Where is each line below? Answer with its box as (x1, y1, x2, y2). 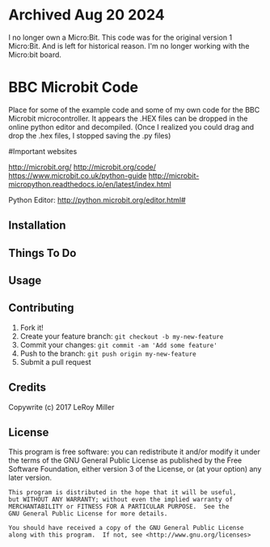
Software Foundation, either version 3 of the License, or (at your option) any (8, 464, 262, 474)
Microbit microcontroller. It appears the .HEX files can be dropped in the (8, 113, 248, 123)
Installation (8, 219, 66, 233)
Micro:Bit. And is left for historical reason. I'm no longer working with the (8, 41, 250, 50)
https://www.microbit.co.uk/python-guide (8, 170, 147, 180)
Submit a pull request (19, 357, 91, 366)
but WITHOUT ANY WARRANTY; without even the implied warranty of (8, 496, 233, 504)
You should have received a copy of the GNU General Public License (8, 524, 244, 532)
